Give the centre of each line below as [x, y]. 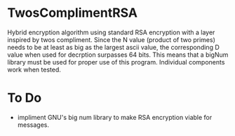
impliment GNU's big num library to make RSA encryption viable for [115, 117]
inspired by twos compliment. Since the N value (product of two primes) [112, 39]
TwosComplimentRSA [73, 13]
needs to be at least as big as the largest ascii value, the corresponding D [113, 47]
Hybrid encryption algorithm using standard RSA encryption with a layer [111, 32]
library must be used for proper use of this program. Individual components [116, 62]
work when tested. [34, 69]
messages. [33, 125]
